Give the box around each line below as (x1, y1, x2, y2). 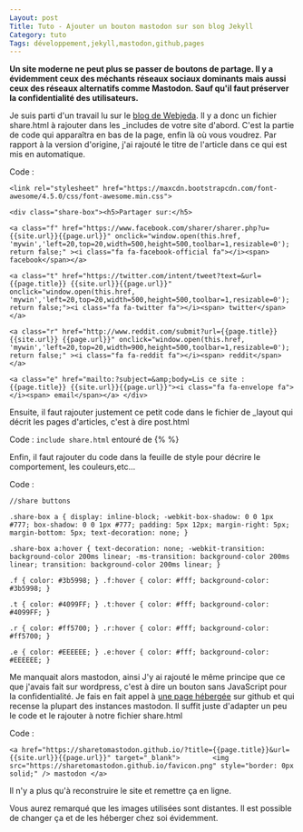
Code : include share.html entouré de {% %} (9, 434, 180, 446)
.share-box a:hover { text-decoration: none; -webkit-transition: (9, 545, 266, 554)
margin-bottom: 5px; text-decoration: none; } (9, 528, 189, 537)
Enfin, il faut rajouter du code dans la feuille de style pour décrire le (9, 452, 261, 463)
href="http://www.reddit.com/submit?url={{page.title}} (62, 327, 279, 336)
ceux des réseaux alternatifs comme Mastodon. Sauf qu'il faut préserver (9, 83, 289, 94)
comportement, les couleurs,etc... (9, 461, 136, 473)
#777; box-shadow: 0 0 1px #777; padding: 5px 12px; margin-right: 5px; (9, 520, 290, 530)
